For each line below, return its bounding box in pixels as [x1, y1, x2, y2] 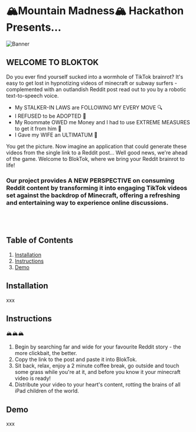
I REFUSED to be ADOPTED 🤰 [14, 112, 87, 120]
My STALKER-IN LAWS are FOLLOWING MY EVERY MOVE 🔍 [14, 104, 163, 111]
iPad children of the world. [14, 388, 80, 395]
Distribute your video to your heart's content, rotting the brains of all [14, 381, 181, 388]
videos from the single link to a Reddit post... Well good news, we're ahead [6, 149, 188, 156]
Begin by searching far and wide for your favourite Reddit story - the [14, 343, 181, 350]
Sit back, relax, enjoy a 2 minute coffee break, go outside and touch [14, 362, 179, 369]
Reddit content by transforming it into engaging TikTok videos [6, 183, 188, 192]
